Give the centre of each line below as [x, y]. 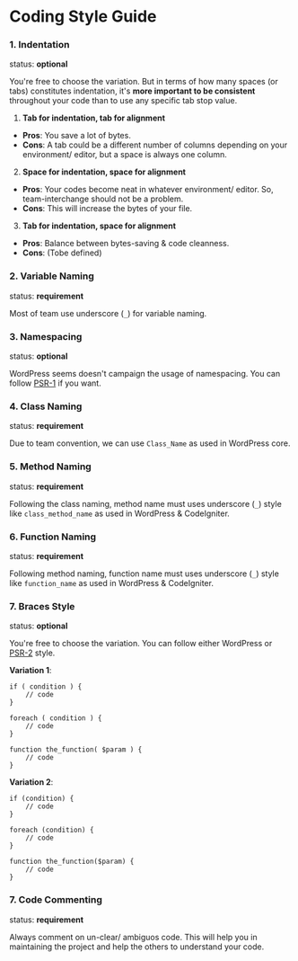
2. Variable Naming [52, 276]
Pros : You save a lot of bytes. [77, 136]
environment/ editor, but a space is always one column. [124, 155]
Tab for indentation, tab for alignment [94, 118]
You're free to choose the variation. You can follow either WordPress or [141, 644]
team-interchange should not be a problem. [103, 199]
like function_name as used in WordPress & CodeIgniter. [111, 583]
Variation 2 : [31, 782]
